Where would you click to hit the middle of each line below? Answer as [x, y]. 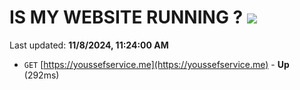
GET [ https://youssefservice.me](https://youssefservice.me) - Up [156, 64]
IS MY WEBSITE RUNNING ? [126, 17]
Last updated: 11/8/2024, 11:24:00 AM [89, 45]
